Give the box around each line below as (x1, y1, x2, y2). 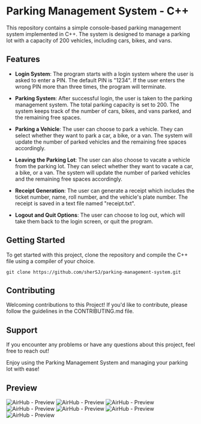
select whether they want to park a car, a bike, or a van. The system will (14, 132, 193, 139)
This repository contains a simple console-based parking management (6, 24, 181, 31)
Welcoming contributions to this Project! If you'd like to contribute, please (6, 301, 188, 309)
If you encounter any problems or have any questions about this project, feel (6, 341, 195, 348)
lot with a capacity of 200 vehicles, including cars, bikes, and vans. (6, 37, 172, 44)
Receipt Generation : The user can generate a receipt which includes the (14, 187, 195, 194)
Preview (6, 383, 38, 393)
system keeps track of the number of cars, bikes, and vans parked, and (14, 107, 192, 115)
